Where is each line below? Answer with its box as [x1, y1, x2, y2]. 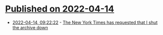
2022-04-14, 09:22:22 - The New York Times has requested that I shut [12, 19, 158, 25]
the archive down [12, 24, 48, 30]
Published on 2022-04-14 [5, 3, 114, 15]
